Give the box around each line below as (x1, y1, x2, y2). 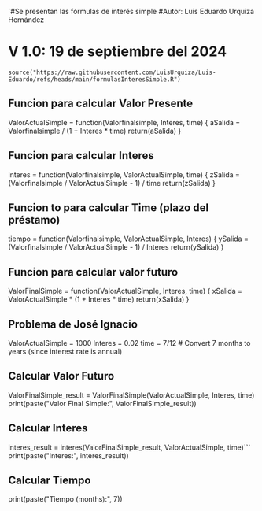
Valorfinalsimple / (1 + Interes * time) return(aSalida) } (8, 126, 182, 135)
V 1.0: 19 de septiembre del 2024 (8, 43, 227, 61)
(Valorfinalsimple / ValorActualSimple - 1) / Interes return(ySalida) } (8, 243, 224, 252)
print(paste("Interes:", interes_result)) (8, 450, 130, 460)
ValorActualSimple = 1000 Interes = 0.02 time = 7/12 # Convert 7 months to (8, 339, 251, 347)
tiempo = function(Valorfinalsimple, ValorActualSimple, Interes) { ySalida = (8, 234, 249, 243)
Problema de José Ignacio (8, 317, 138, 331)
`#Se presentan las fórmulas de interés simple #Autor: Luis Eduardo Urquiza (8, 7, 254, 16)
